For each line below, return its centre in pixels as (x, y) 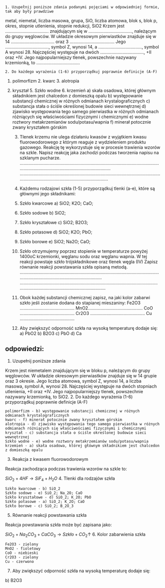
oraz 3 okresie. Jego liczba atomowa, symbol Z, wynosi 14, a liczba (73, 381)
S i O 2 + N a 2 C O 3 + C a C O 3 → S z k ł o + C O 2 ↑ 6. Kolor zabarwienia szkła (75, 535)
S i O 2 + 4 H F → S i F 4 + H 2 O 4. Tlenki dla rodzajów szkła (60, 479)
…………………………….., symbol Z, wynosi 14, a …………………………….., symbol (82, 47)
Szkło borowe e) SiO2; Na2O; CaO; (55, 242)
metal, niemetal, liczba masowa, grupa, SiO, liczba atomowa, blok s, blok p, (81, 21)
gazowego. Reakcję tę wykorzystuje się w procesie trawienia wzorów (90, 147)
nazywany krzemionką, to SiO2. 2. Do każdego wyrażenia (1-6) (69, 397)
